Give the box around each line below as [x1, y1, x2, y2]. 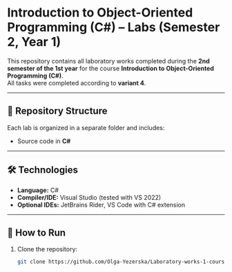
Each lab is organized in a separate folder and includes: [7, 123, 165, 132]
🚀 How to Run [7, 227, 66, 238]
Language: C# [17, 186, 59, 194]
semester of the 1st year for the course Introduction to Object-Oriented [7, 64, 214, 72]
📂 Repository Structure [7, 105, 108, 117]
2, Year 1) [7, 34, 61, 50]
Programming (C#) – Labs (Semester [7, 19, 220, 35]
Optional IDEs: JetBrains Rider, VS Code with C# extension [17, 200, 186, 209]
